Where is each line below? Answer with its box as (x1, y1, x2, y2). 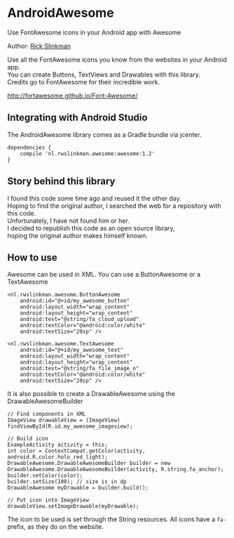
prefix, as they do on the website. (7, 523, 104, 531)
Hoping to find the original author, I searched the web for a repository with (7, 202, 222, 210)
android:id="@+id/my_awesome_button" (20, 297, 130, 305)
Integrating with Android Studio (7, 112, 148, 124)
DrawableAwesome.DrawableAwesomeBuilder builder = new (7, 460, 171, 467)
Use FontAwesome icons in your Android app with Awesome (7, 28, 181, 37)
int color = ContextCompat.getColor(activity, (7, 447, 146, 454)
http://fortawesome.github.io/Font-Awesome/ (7, 91, 138, 100)
